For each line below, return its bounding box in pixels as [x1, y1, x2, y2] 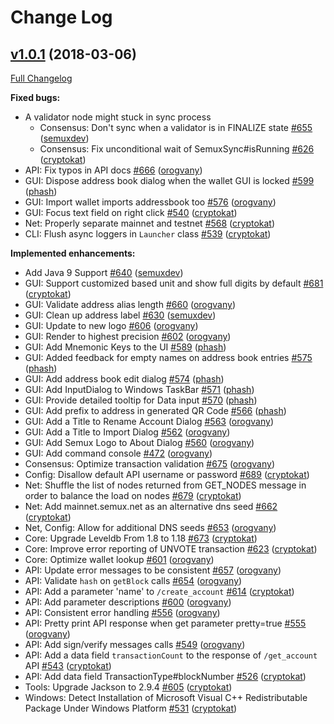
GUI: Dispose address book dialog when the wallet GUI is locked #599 [24, 175, 315, 186]
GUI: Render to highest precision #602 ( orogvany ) [24, 331, 232, 342]
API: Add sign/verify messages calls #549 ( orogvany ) [24, 639, 246, 650]
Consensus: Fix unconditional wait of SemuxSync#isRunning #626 [39, 143, 315, 155]
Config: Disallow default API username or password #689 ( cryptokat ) [24, 469, 310, 480]
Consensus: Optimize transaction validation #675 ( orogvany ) [24, 458, 275, 470]
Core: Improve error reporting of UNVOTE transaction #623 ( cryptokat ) [24, 543, 318, 555]
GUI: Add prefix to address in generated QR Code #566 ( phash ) [24, 405, 287, 416]
